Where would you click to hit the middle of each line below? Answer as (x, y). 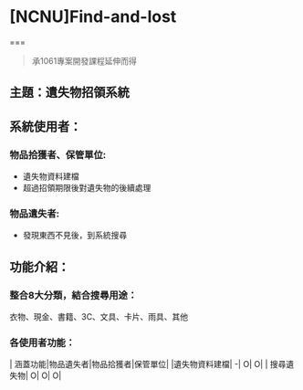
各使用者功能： (42, 343)
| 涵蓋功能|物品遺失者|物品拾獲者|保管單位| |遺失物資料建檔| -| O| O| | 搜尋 (148, 364)
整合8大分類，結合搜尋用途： (73, 295)
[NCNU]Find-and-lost (93, 17)
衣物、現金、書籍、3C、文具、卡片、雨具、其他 (99, 316)
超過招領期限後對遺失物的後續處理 (87, 188)
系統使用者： (46, 126)
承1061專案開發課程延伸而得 (84, 60)
